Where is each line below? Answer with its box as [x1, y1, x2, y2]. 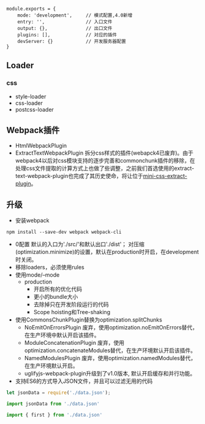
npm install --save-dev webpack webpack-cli [6, 229, 122, 236]
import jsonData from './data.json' [6, 401, 100, 407]
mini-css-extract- [143, 172, 188, 179]
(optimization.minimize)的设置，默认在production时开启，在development [15, 249, 199, 256]
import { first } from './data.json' [6, 412, 103, 418]
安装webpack [15, 217, 50, 224]
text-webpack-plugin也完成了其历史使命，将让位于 [15, 172, 144, 179]
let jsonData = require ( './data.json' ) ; [6, 390, 111, 396]
